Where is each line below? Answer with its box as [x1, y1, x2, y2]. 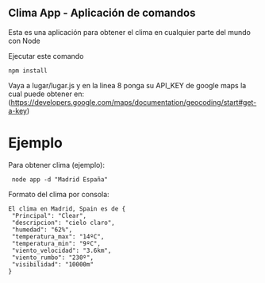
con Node [8, 36, 41, 45]
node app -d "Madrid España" [11, 175, 109, 184]
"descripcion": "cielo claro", [11, 219, 115, 227]
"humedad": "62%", [11, 226, 73, 234]
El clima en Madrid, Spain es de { [8, 204, 126, 213]
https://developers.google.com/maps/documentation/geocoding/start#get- [10, 97, 257, 107]
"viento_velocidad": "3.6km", [11, 246, 112, 254]
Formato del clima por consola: [8, 189, 109, 199]
